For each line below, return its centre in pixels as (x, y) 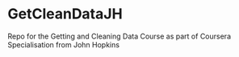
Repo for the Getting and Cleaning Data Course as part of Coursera (119, 36)
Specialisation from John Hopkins (64, 44)
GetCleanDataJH (65, 14)
